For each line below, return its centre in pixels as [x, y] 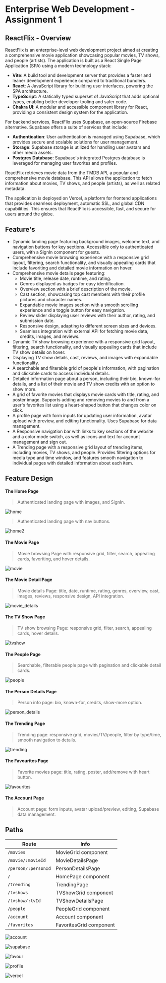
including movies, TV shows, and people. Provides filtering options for [84, 452]
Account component [80, 917]
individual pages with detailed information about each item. [73, 463]
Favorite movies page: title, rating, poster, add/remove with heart [83, 772]
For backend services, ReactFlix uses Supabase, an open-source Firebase [81, 122]
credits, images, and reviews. [50, 336]
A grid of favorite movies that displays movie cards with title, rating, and [86, 394]
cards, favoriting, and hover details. [54, 559]
